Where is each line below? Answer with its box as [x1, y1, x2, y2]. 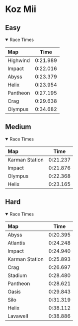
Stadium [7, 271, 27, 278]
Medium [5, 122, 31, 131]
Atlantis [7, 239, 25, 246]
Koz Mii [5, 3, 36, 15]
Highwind [7, 57, 30, 63]
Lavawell [7, 312, 28, 319]
